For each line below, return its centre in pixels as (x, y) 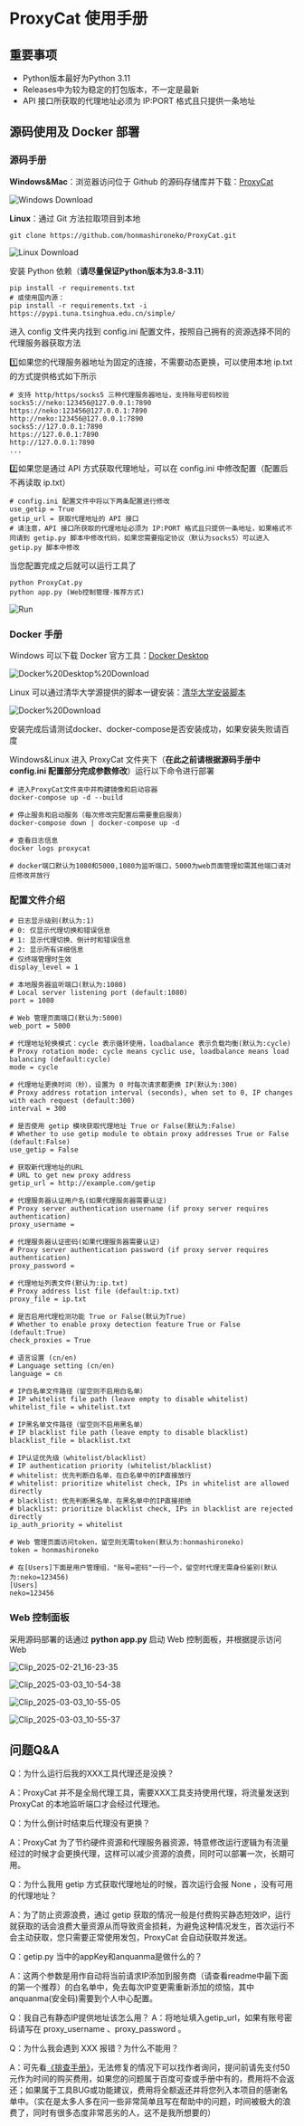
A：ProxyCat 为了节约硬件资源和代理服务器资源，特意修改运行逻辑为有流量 (149, 1843)
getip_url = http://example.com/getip (82, 1183)
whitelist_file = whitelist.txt (70, 1408)
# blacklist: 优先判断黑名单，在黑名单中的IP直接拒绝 (100, 1501)
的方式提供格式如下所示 (53, 375)
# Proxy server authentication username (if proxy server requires (139, 1209)
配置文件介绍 (38, 899)
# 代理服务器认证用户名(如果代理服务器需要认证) (88, 1201)
